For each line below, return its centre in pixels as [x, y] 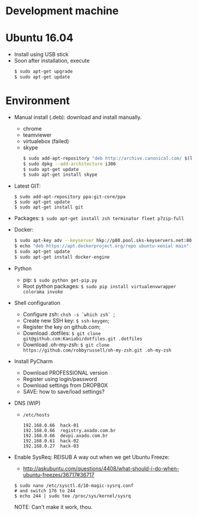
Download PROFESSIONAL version [65, 373]
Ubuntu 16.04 [40, 38]
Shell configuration [37, 302]
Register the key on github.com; [62, 327]
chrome [32, 128]
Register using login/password [60, 379]
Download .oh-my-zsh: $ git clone [66, 344]
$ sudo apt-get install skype [60, 175]
